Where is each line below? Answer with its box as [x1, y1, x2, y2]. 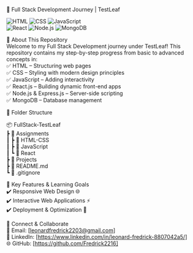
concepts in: [6, 56, 38, 62]
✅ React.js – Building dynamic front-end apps [6, 83, 121, 90]
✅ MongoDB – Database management [6, 97, 102, 104]
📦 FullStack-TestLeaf [6, 121, 61, 128]
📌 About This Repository [6, 36, 68, 43]
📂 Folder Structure [6, 109, 53, 116]
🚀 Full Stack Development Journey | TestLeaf [6, 6, 121, 13]
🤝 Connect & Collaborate [6, 221, 69, 227]
